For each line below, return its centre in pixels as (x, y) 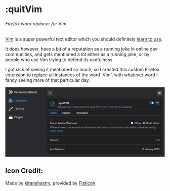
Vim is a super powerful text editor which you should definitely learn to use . (84, 39)
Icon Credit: (24, 171)
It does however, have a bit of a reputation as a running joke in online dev (81, 49)
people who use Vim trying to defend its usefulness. (59, 60)
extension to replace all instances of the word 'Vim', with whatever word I (81, 75)
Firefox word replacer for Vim (36, 23)
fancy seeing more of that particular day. (48, 80)
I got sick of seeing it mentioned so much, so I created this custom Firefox (82, 70)
